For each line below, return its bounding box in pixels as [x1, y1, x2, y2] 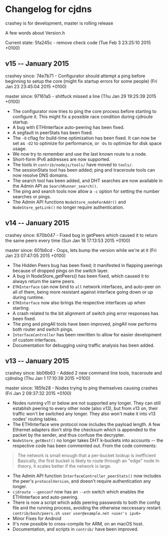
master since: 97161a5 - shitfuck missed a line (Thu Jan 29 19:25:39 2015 [5, 93, 156, 99]
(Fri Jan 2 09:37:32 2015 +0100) [5, 390, 72, 396]
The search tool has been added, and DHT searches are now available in [12, 177, 163, 184]
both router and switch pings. [12, 326, 74, 332]
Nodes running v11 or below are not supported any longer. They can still [12, 400, 161, 406]
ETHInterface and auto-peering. [12, 494, 79, 500]
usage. [12, 146, 27, 152]
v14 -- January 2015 [5, 219, 70, 227]
